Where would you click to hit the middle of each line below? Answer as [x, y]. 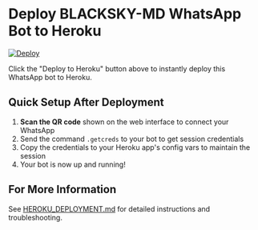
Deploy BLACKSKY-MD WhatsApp [125, 14]
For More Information [62, 190]
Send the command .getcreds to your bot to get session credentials [132, 139]
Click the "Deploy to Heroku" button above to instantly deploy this [117, 68]
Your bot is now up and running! [73, 164]
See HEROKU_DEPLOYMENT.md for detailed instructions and [109, 208]
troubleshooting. [35, 217]
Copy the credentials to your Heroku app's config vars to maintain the [135, 147]
